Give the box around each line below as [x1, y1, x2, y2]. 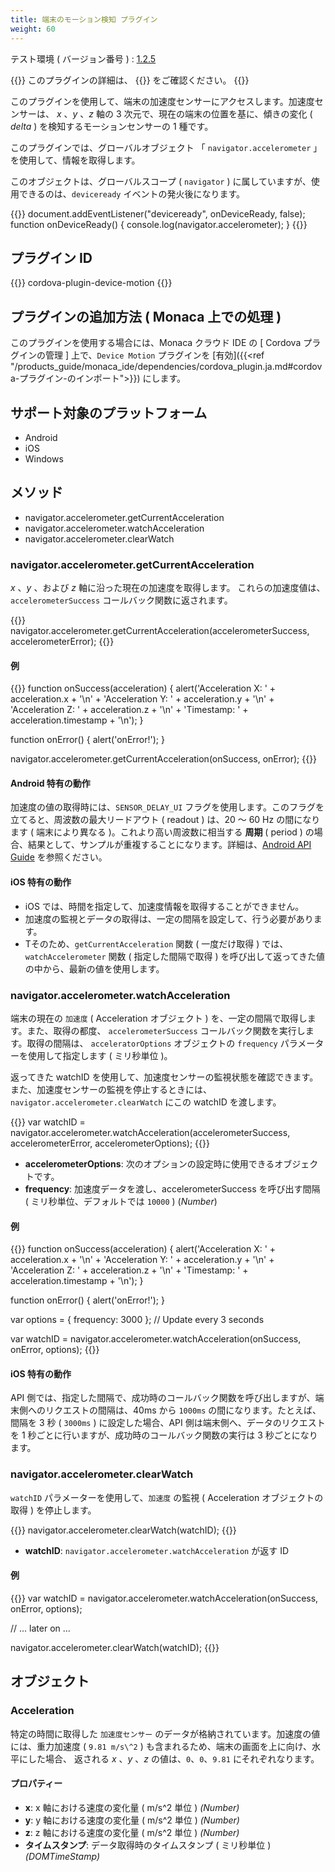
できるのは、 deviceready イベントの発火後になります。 [18, 187, 246, 200]
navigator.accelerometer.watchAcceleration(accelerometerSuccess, [10, 1126, 291, 1138]
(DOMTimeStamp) [24, 1850, 101, 1862]
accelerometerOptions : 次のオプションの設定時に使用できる [24, 1157, 275, 1170]
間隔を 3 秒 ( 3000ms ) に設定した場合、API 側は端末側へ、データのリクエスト [10, 1417, 326, 1429]
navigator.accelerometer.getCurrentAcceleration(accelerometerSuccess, [10, 625, 310, 637]
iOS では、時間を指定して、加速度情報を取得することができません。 [24, 900, 305, 912]
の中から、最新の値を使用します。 [24, 962, 165, 975]
